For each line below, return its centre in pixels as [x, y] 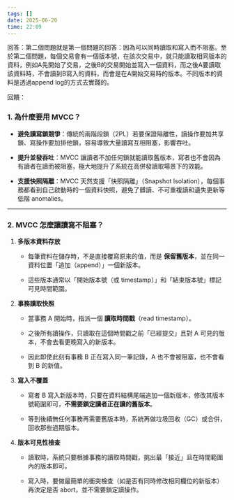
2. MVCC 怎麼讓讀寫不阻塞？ [56, 224]
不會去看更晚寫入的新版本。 [80, 342]
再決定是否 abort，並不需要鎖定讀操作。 [85, 490]
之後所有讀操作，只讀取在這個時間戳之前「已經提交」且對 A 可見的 [123, 333]
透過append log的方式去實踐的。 [66, 83]
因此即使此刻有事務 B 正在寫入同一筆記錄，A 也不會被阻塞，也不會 [123, 357]
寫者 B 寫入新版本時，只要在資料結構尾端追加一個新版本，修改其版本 [126, 395]
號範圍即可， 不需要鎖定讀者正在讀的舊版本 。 [92, 403]
